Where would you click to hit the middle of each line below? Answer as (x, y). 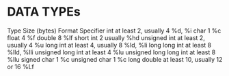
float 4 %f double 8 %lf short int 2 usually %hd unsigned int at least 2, (106, 37)
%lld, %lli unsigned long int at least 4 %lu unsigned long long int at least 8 (111, 52)
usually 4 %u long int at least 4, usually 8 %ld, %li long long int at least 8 (109, 45)
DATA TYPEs (44, 12)
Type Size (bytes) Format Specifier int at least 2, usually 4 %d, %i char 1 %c (114, 31)
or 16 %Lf (21, 66)
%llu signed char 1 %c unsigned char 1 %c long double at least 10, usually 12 (115, 59)
